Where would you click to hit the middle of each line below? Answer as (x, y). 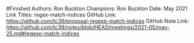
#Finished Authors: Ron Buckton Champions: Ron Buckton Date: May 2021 (97, 9)
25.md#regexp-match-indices (43, 34)
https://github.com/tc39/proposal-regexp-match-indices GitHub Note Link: (98, 21)
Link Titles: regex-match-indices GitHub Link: (61, 15)
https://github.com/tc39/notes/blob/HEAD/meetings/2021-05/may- (88, 27)
